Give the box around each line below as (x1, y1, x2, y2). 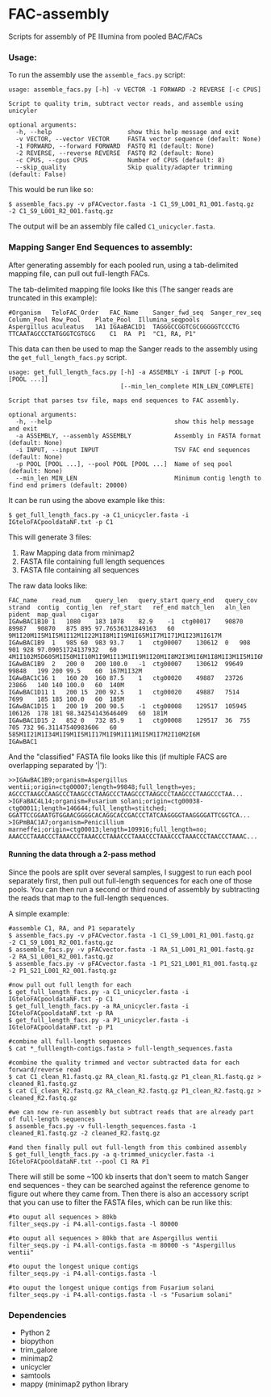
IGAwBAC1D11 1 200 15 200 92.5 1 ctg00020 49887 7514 (8, 688, 240, 696)
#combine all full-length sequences (8, 1037, 131, 1046)
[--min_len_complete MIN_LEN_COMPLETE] (119, 382, 254, 390)
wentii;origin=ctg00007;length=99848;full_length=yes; (8, 782, 197, 791)
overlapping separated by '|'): (8, 760, 107, 770)
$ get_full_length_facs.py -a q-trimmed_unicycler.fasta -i (8, 1150, 215, 1159)
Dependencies (8, 1309, 67, 1320)
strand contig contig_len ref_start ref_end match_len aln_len (8, 603, 251, 611)
